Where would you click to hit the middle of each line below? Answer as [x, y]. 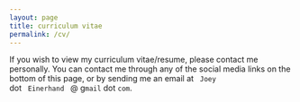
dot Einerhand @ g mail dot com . [71, 88]
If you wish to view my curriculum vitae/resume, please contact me [134, 60]
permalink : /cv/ [40, 34]
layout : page [34, 17]
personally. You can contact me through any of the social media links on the [150, 69]
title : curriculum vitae [56, 26]
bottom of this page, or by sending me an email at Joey [113, 79]
